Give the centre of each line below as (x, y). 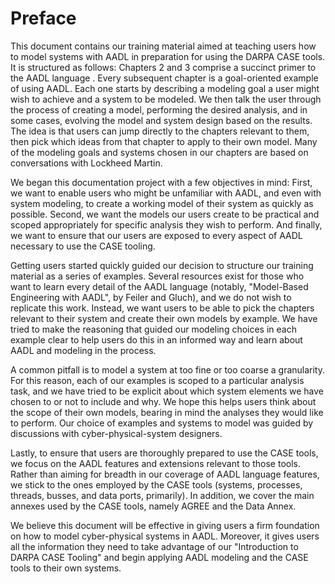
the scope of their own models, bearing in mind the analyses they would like (167, 412)
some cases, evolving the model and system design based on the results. (161, 120)
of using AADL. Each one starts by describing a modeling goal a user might (165, 88)
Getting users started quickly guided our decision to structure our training (162, 265)
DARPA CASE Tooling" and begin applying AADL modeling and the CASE (159, 557)
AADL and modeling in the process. (83, 350)
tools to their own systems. (66, 568)
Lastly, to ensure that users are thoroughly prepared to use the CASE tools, (164, 453)
